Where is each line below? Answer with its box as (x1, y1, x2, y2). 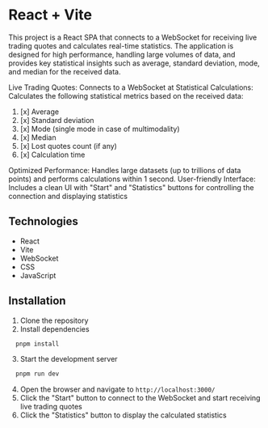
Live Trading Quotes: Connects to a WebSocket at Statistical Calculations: (8, 83, 253, 92)
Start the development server (19, 354, 119, 364)
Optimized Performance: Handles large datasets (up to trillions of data (8, 165, 241, 175)
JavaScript (19, 270, 57, 280)
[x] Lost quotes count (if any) (19, 141, 117, 150)
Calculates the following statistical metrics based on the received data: (8, 91, 244, 100)
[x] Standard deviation (19, 115, 94, 125)
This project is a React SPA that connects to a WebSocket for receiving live (8, 32, 258, 42)
